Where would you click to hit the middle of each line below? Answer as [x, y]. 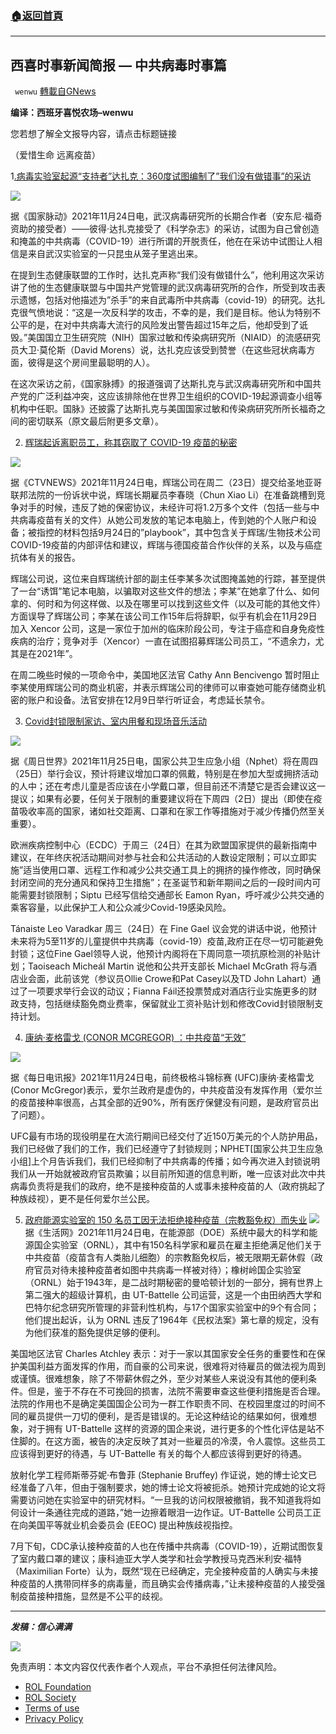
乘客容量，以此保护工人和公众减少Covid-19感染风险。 [121, 908]
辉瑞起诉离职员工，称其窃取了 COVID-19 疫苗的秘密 [131, 443]
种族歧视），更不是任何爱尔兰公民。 [82, 1199]
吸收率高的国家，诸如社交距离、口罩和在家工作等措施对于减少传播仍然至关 [172, 811]
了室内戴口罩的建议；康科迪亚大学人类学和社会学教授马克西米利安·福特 [156, 1559]
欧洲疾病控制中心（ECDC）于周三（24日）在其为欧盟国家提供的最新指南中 [164, 845]
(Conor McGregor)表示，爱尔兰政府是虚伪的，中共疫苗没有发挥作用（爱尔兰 [166, 1090]
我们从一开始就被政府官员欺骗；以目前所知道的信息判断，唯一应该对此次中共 [168, 1174]
